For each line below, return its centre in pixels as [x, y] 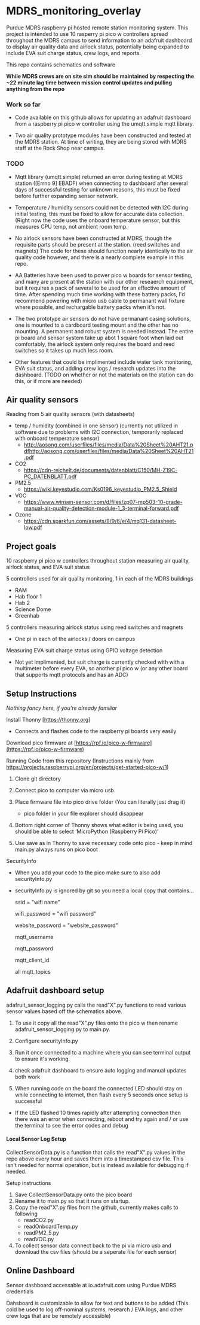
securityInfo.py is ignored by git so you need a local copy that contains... [104, 891]
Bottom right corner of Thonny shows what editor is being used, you [99, 825]
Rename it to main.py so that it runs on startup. [72, 1201]
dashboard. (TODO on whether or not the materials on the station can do [104, 375]
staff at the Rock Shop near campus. [60, 148]
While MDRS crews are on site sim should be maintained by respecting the [100, 76]
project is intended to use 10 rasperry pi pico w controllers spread [87, 34]
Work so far [23, 104]
